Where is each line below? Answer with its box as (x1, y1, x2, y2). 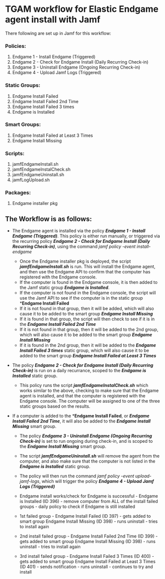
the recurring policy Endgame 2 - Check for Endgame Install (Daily (12, 238, 150, 244)
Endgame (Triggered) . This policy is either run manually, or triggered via (12, 233, 160, 239)
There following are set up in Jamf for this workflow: (5, 30, 111, 36)
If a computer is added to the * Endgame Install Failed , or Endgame (12, 413, 150, 419)
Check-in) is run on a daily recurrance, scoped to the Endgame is (12, 368, 146, 374)
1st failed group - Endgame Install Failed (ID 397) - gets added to (19, 513, 151, 519)
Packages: (5, 189, 31, 196)
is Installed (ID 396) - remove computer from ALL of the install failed (19, 499, 158, 504)
